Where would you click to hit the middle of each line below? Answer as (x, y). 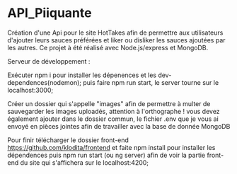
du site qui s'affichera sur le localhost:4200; (85, 162)
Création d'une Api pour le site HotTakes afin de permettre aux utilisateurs (115, 33)
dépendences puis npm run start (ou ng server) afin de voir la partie (106, 155)
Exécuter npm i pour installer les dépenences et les (82, 75)
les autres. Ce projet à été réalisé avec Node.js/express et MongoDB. (108, 47)
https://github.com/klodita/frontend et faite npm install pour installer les (111, 147)
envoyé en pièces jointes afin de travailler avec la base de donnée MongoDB (119, 126)
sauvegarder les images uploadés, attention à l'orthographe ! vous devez (114, 111)
